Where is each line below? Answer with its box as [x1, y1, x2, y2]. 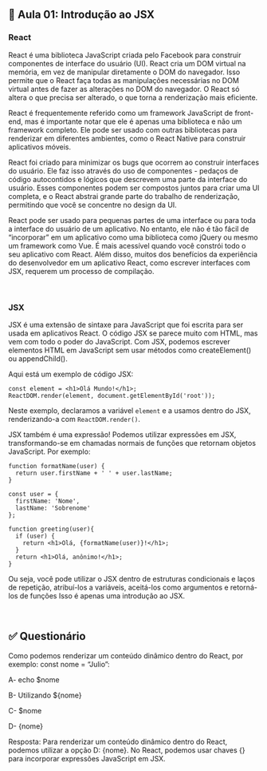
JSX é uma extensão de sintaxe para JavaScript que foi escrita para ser [8, 320, 244, 329]
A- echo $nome [8, 674, 60, 684]
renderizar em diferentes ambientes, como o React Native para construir [8, 133, 246, 143]
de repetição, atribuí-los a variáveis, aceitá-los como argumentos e [8, 582, 229, 592]
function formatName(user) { [8, 462, 105, 470]
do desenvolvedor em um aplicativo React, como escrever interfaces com [8, 257, 251, 268]
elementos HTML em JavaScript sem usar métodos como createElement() [8, 345, 252, 355]
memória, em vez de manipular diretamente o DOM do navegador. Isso [8, 67, 241, 77]
